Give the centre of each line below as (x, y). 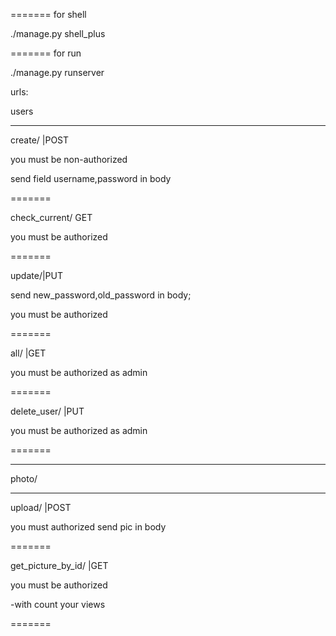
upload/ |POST (41, 507)
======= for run (46, 53)
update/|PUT (36, 275)
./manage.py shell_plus (58, 33)
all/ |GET (28, 353)
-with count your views (58, 604)
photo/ (24, 478)
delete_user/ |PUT (47, 411)
